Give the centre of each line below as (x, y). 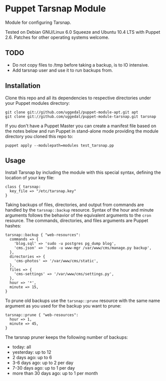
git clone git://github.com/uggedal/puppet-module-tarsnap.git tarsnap (81, 116)
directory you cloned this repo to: (39, 136)
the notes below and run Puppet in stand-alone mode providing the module (82, 131)
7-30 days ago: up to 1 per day (44, 368)
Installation (23, 86)
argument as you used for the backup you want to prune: (63, 306)
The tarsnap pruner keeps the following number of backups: (67, 337)
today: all (22, 347)
